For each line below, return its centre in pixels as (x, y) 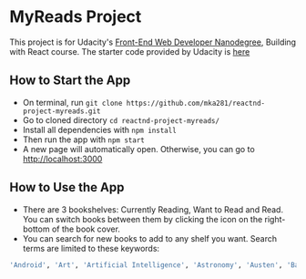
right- (275, 219)
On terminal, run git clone (72, 102)
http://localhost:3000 (62, 159)
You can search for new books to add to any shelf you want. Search (150, 238)
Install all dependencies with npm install (100, 129)
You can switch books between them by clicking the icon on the (143, 219)
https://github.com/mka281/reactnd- (196, 103)
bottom (36, 229)
